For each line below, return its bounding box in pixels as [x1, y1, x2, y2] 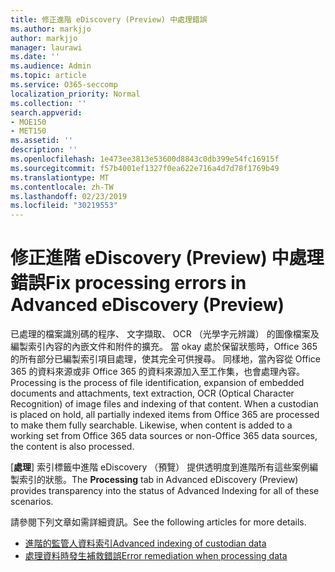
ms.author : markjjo [10, 24, 92, 34]
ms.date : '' [10, 52, 60, 62]
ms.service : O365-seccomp [10, 80, 118, 90]
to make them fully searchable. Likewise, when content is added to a [10, 419, 293, 431]
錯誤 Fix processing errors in [10, 272, 247, 295]
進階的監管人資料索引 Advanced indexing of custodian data [24, 537, 267, 550]
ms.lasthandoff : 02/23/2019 [10, 191, 128, 201]
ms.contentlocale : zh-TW [10, 182, 114, 192]
